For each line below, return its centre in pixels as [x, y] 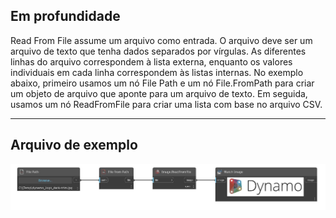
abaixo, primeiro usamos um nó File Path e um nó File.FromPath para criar [162, 83]
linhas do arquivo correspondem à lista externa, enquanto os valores [151, 61]
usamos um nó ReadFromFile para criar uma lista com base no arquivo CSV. [166, 104]
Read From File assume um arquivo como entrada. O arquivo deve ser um [161, 40]
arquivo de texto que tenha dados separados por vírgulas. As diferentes [158, 51]
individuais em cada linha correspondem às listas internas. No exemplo [157, 72]
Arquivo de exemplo [74, 145]
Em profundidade [65, 16]
